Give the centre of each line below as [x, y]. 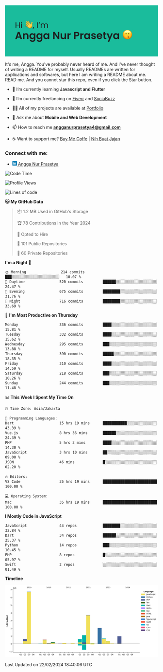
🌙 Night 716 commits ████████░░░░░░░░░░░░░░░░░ [81, 301]
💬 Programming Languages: [31, 418]
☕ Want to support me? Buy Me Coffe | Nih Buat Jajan [66, 139]
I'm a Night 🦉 [18, 263]
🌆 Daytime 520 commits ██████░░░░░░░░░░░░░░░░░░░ [81, 282]
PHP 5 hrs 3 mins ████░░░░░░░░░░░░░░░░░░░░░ [81, 443]
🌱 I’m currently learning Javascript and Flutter [58, 89]
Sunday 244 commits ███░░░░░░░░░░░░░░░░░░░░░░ [81, 383]
